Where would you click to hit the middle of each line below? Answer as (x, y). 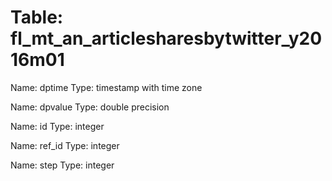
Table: (37, 17)
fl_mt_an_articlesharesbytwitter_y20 (166, 38)
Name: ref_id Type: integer (65, 145)
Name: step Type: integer (62, 165)
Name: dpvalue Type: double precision (90, 107)
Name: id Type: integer (57, 126)
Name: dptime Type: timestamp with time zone (106, 87)
